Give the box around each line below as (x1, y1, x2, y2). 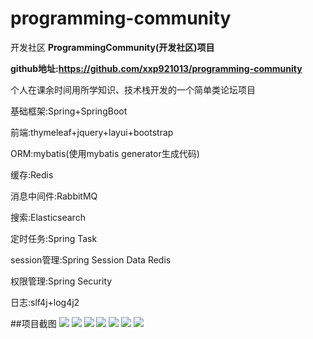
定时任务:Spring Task (10, 232, 98, 244)
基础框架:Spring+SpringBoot (10, 105, 128, 117)
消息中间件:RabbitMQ (10, 190, 98, 202)
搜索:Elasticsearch (10, 211, 86, 223)
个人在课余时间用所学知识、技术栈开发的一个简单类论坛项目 (10, 83, 256, 96)
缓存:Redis (10, 168, 54, 181)
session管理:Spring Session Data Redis (10, 253, 172, 266)
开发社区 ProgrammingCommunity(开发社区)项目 (10, 41, 215, 53)
